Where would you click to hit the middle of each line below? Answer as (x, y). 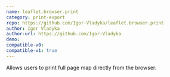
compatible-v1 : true (32, 51)
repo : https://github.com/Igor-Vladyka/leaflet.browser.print (85, 23)
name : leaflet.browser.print (42, 12)
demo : (13, 39)
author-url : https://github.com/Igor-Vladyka (64, 34)
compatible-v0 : (25, 45)
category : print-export (36, 17)
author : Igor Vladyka (33, 28)
